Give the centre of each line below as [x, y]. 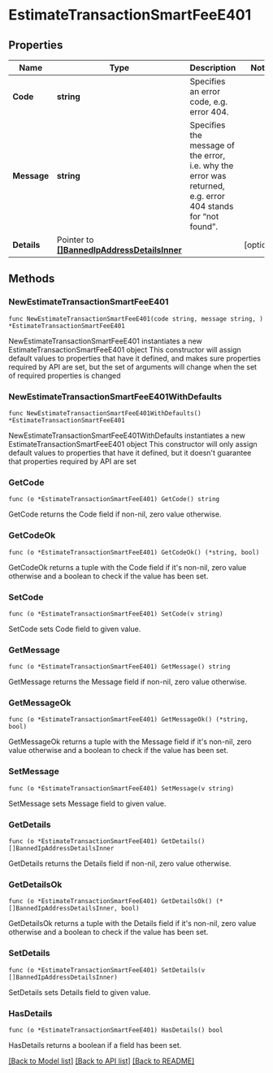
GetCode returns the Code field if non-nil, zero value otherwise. [115, 514]
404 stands [212, 206]
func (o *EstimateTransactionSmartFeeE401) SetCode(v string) [116, 614]
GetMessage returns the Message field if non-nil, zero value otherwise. [128, 682]
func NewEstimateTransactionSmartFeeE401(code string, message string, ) [136, 318]
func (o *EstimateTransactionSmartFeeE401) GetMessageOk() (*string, [129, 720]
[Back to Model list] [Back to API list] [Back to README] [102, 1061]
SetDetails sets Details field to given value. [80, 992]
